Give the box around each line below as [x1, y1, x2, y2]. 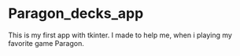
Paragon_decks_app [8, 5, 144, 23]
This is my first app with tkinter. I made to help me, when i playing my [8, 30, 232, 40]
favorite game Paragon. [8, 38, 84, 47]
